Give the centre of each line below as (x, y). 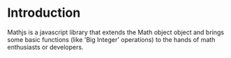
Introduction (44, 13)
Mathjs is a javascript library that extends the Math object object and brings (116, 32)
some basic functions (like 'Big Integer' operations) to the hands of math (111, 39)
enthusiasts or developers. (45, 47)
